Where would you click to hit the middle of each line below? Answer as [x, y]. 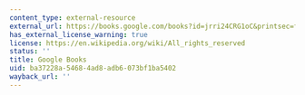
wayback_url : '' [40, 77]
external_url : [36, 26]
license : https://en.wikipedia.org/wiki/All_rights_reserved [128, 43]
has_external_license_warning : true [79, 34]
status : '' [30, 52]
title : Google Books [49, 60]
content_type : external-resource [73, 18]
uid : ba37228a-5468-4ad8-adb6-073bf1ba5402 [93, 69]
